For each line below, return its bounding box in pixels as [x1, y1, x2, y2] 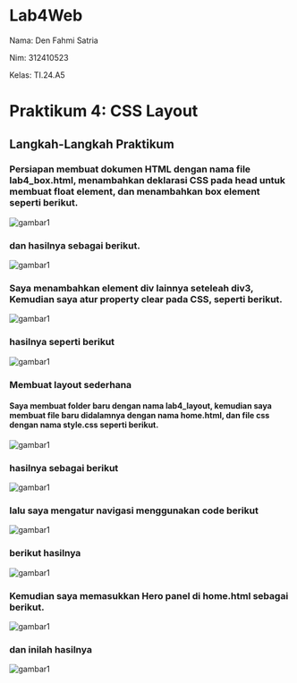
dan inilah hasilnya [9, 643, 92, 655]
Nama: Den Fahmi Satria [9, 35, 98, 46]
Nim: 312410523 [9, 52, 69, 63]
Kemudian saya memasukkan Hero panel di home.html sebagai [9, 589, 289, 602]
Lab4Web [9, 5, 83, 26]
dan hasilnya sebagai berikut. [9, 239, 140, 251]
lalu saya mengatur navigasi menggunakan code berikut [9, 504, 259, 517]
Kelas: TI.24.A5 [9, 69, 65, 80]
